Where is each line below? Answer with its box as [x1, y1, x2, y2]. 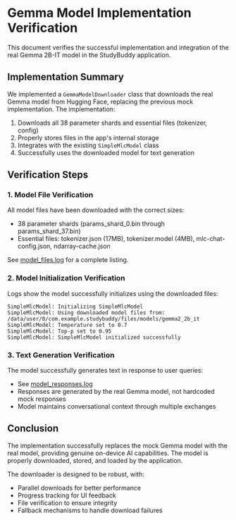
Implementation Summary [7, 71, 125, 83]
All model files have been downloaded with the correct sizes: [7, 206, 185, 214]
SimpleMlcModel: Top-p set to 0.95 [7, 328, 112, 335]
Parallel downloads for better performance [17, 483, 142, 492]
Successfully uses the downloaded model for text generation [17, 148, 195, 156]
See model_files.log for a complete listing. [7, 256, 129, 264]
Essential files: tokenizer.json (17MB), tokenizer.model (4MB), [17, 235, 195, 243]
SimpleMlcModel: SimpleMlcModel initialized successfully [7, 333, 181, 341]
